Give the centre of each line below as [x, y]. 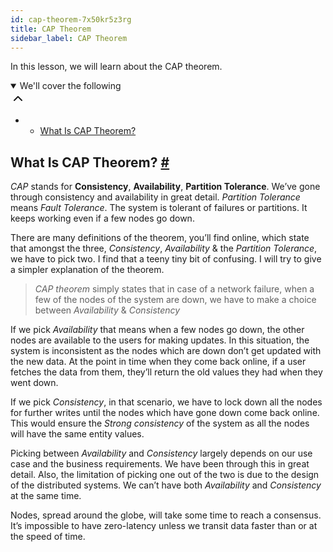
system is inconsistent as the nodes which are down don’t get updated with [166, 351]
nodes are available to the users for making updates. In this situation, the [160, 340]
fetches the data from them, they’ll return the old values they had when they [166, 372]
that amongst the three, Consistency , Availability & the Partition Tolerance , [164, 248]
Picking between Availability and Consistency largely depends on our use [161, 453]
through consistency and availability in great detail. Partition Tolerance [155, 197]
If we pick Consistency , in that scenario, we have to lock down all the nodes [166, 402]
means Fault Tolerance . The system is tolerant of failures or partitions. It [159, 208]
